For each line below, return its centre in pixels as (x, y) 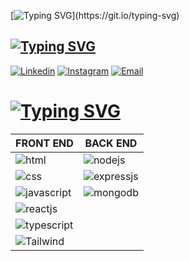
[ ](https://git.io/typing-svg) (95, 15)
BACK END (111, 143)
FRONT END (44, 143)
